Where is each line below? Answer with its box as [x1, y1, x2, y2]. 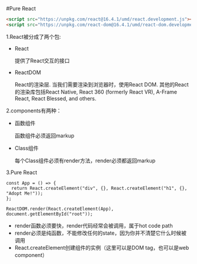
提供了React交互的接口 [14, 57, 70, 64]
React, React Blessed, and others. [14, 95, 97, 102]
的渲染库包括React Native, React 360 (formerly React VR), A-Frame [14, 88, 178, 95]
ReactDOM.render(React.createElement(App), [6, 206, 114, 212]
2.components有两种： [6, 107, 62, 114]
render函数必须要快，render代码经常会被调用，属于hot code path [14, 222, 173, 229]
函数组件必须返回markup [14, 132, 74, 139]
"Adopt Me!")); [6, 191, 43, 196]
